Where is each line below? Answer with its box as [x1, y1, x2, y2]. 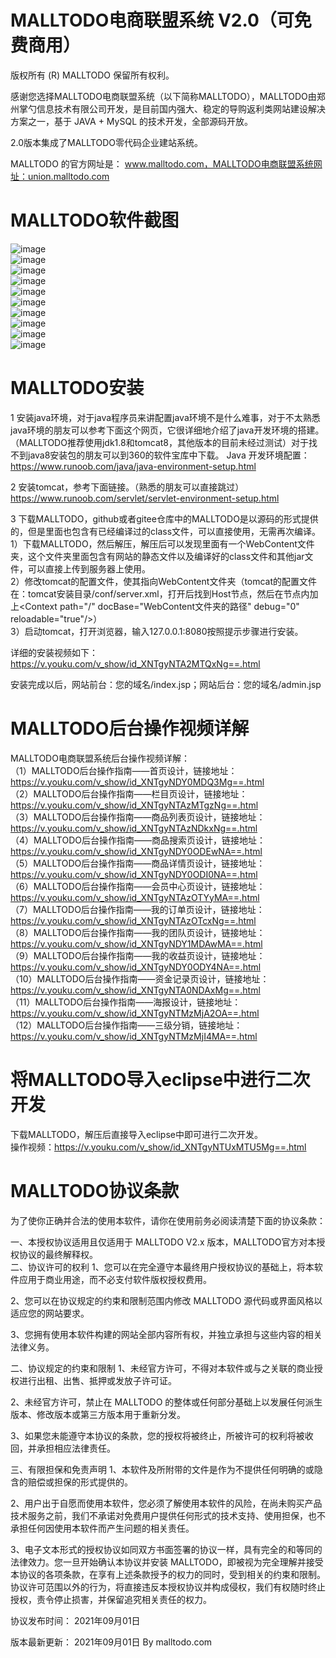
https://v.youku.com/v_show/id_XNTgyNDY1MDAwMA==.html [10, 937, 263, 950]
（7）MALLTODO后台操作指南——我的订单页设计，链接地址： [10, 903, 265, 915]
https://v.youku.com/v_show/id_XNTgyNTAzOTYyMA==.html [10, 891, 260, 903]
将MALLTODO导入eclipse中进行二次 [10, 1068, 311, 1091]
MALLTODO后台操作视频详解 [10, 717, 250, 740]
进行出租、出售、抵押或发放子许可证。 [18, 1374, 177, 1386]
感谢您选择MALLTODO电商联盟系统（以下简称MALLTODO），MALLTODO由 [10, 90, 317, 102]
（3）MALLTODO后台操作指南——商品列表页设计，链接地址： [10, 811, 266, 823]
